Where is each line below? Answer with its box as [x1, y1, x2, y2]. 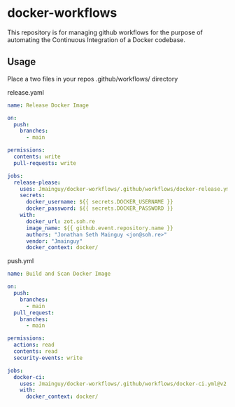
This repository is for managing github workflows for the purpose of [7, 28, 203, 36]
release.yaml [7, 88, 44, 96]
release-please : [13, 179, 61, 186]
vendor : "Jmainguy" [25, 237, 83, 245]
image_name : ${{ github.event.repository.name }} [25, 225, 173, 232]
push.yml [7, 257, 34, 265]
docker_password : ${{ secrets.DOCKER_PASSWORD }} [25, 205, 173, 212]
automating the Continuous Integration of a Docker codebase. [7, 35, 185, 44]
